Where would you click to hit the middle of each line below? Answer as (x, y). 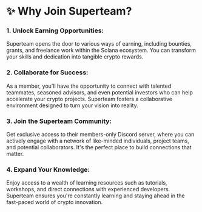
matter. (15, 154)
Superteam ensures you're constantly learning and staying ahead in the (96, 196)
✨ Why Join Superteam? (69, 11)
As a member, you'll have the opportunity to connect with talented (89, 86)
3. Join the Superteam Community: (59, 121)
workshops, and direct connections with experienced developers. (88, 189)
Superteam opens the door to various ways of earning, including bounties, (99, 44)
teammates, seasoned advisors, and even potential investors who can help (99, 92)
